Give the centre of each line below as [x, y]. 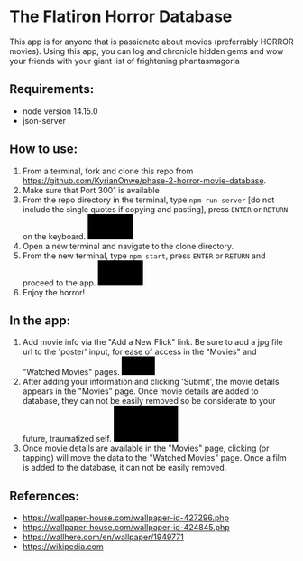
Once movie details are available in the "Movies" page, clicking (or [146, 448]
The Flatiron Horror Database [121, 17]
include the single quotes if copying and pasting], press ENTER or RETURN [155, 209]
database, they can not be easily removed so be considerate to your [149, 401]
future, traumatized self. [67, 439]
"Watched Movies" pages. [71, 372]
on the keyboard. [54, 236]
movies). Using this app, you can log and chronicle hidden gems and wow [147, 51]
